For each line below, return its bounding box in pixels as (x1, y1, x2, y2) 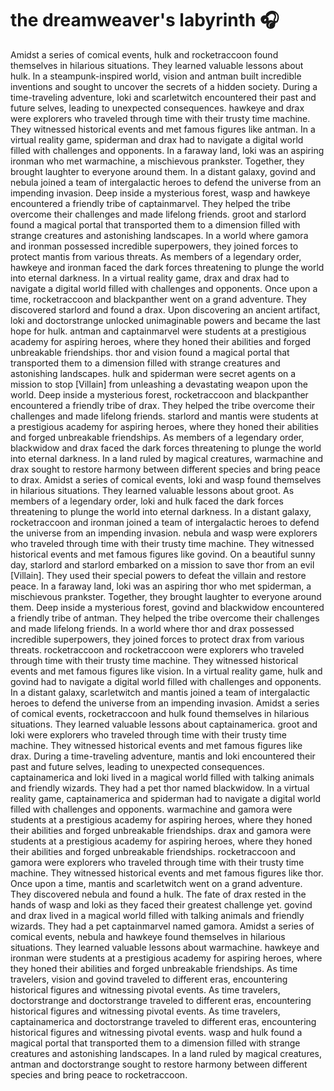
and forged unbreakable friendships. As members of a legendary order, (10, 431, 305, 443)
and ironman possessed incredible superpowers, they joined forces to (10, 240, 299, 252)
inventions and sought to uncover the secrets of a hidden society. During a (10, 80, 318, 92)
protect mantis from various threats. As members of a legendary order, (10, 250, 302, 262)
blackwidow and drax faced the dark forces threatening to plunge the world (10, 442, 322, 454)
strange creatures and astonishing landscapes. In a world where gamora (10, 229, 309, 241)
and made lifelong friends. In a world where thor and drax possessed (10, 622, 295, 634)
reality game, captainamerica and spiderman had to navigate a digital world (10, 792, 322, 804)
